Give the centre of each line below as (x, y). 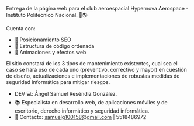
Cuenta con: (21, 28)
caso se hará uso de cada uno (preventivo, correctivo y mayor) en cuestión (96, 70)
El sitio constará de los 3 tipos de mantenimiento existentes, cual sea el (92, 63)
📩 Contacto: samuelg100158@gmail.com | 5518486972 (80, 117)
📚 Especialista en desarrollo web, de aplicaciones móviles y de (91, 102)
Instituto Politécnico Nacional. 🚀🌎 (47, 15)
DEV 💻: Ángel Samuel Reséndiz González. (66, 94)
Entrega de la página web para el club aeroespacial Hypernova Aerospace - (97, 8)
